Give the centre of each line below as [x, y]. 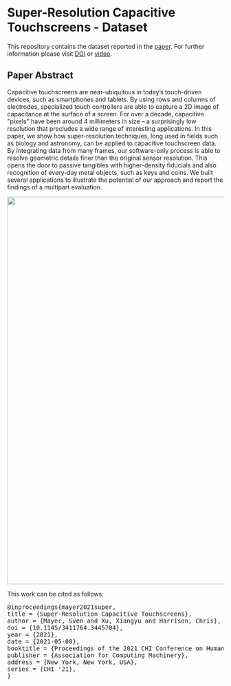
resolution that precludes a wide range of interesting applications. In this [109, 128]
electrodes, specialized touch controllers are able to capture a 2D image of [113, 106]
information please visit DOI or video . [59, 54]
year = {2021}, [33, 634]
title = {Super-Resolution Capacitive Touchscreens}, [100, 614]
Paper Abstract [40, 75]
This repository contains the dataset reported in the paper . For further [106, 46]
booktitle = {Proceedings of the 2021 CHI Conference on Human [116, 648]
